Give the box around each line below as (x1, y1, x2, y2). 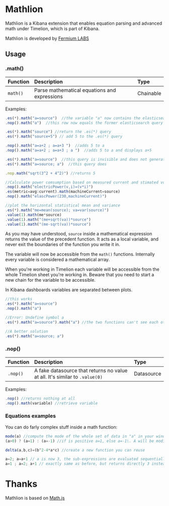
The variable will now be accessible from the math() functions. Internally (5, 251, 155, 258)
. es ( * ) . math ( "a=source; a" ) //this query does (5, 161, 107, 167)
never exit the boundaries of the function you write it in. (5, 241, 121, 247)
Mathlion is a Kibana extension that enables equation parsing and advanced (5, 20, 162, 26)
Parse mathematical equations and (34, 87, 116, 94)
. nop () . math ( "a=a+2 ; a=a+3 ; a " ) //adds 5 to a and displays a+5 (5, 148, 152, 153)
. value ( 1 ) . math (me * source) (5, 212, 62, 217)
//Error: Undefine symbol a (5, 315, 64, 320)
